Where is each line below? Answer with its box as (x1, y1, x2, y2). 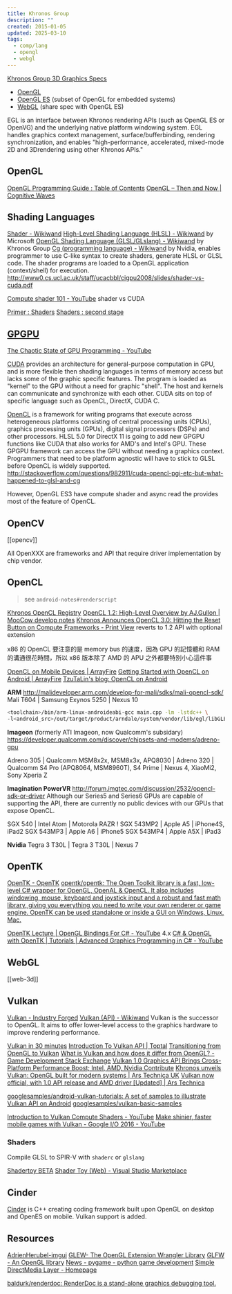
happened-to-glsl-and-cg (7, 476, 81, 485)
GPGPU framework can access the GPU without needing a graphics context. (7, 447, 224, 455)
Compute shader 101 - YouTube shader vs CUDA (7, 295, 145, 303)
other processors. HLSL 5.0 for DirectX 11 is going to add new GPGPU (7, 432, 205, 441)
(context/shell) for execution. (7, 266, 90, 274)
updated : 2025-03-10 (7, 29, 67, 37)
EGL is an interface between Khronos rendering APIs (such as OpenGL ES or (7, 116, 225, 124)
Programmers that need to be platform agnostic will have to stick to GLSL (7, 455, 215, 463)
